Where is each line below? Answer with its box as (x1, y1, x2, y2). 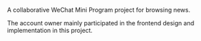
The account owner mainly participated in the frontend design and (7, 19, 194, 27)
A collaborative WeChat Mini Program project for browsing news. (7, 6, 191, 14)
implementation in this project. (7, 27, 93, 34)
